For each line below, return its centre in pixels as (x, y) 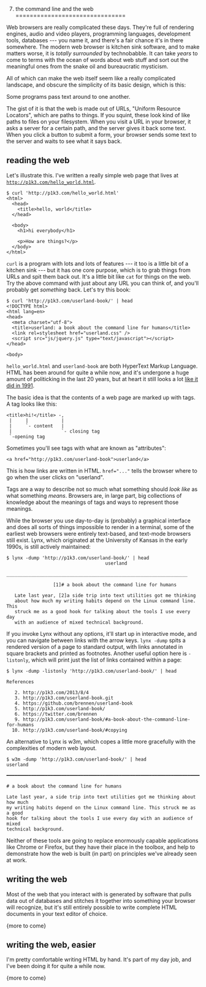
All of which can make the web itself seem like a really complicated (91, 78)
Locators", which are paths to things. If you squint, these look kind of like (98, 115)
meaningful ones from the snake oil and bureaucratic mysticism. (87, 66)
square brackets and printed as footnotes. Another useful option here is (97, 653)
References (20, 682)
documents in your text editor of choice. (57, 913)
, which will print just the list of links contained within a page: (105, 660)
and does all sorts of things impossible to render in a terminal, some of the (100, 527)
